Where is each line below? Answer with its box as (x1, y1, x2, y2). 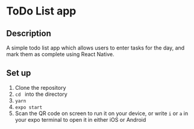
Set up (6, 68, 31, 78)
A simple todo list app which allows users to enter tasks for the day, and (6, 44, 185, 51)
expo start (14, 104, 43, 110)
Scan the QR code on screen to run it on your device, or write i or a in (14, 110, 189, 117)
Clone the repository (14, 84, 66, 91)
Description (6, 28, 51, 39)
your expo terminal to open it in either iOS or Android (14, 116, 146, 123)
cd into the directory (14, 90, 67, 98)
